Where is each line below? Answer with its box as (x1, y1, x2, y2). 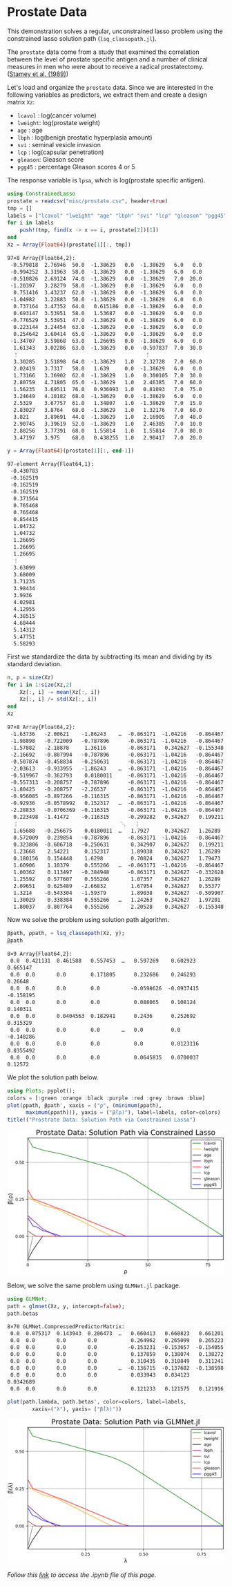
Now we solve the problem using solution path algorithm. (7, 916, 170, 924)
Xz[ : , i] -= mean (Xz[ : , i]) (19, 688, 100, 695)
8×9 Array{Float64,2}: (7, 950, 72, 957)
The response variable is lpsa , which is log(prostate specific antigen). (7, 176, 206, 184)
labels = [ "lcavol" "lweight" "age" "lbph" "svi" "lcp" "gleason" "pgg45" (7, 212, 227, 219)
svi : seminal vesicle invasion (17, 140, 101, 149)
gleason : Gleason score (17, 155, 84, 163)
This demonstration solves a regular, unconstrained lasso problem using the (7, 27, 223, 35)
